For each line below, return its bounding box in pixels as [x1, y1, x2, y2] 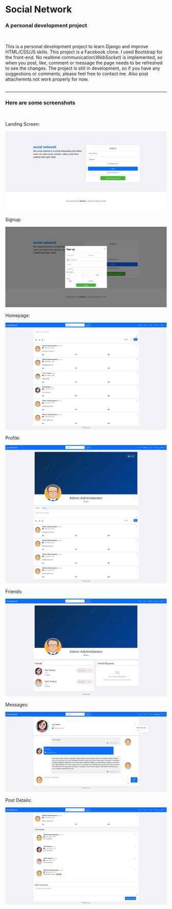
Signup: [5, 216, 22, 223]
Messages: [5, 701, 29, 707]
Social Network [5, 4, 72, 15]
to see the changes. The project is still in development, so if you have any [5, 65, 160, 71]
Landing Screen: [5, 121, 40, 127]
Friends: [5, 588, 23, 595]
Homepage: [5, 312, 30, 319]
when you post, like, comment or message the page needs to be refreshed [5, 60, 163, 66]
